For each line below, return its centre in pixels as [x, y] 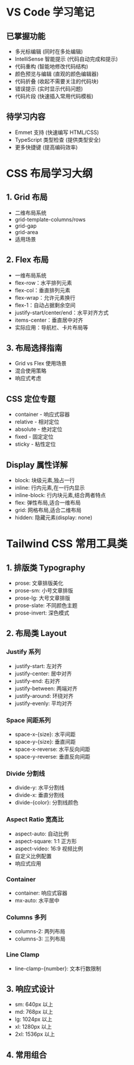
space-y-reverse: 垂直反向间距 [52, 757]
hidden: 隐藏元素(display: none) [54, 518]
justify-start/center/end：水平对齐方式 [62, 312]
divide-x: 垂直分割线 [39, 795]
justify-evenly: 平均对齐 [43, 703]
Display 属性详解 [37, 465]
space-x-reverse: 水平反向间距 [52, 749]
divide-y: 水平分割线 [40, 788]
